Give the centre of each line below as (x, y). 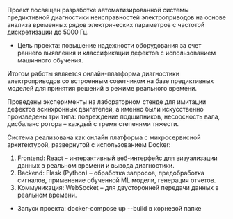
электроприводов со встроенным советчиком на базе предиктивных (111, 81)
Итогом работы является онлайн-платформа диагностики (93, 73)
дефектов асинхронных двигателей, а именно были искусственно (105, 109)
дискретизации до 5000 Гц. (48, 32)
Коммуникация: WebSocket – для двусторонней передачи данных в (118, 187)
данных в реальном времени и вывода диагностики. (96, 165)
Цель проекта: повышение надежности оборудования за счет (109, 45)
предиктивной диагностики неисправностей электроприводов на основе (117, 17)
